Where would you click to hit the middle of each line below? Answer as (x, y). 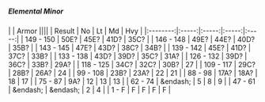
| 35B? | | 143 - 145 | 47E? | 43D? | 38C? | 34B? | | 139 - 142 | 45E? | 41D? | (130, 47)
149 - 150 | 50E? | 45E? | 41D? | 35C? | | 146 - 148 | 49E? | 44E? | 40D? (140, 39)
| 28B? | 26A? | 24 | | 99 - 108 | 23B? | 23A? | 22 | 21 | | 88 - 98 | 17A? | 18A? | (133, 73)
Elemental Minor (36, 11)
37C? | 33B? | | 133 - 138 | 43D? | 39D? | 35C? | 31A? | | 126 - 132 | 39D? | (128, 56)
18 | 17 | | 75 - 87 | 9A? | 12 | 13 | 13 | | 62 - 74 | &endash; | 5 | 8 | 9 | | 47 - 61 (132, 81)
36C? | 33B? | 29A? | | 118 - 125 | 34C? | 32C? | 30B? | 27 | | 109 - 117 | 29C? (132, 64)
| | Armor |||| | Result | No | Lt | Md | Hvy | (76, 31)
